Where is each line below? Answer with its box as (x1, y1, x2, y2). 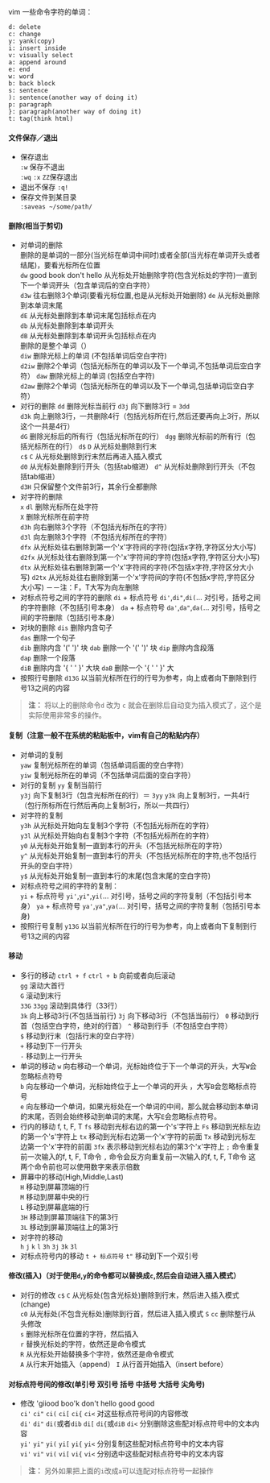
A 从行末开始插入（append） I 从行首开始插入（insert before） (19, 1360, 228, 1369)
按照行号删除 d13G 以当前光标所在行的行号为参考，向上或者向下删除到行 (19, 673, 257, 683)
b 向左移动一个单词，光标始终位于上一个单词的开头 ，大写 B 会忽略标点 (19, 1081, 251, 1091)
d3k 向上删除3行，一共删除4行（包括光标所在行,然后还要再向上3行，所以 (19, 412, 260, 421)
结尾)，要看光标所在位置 (19, 260, 100, 270)
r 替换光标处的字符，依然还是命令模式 (19, 1340, 146, 1349)
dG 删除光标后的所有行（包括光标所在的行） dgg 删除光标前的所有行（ (19, 432, 249, 441)
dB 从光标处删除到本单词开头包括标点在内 (19, 331, 157, 341)
